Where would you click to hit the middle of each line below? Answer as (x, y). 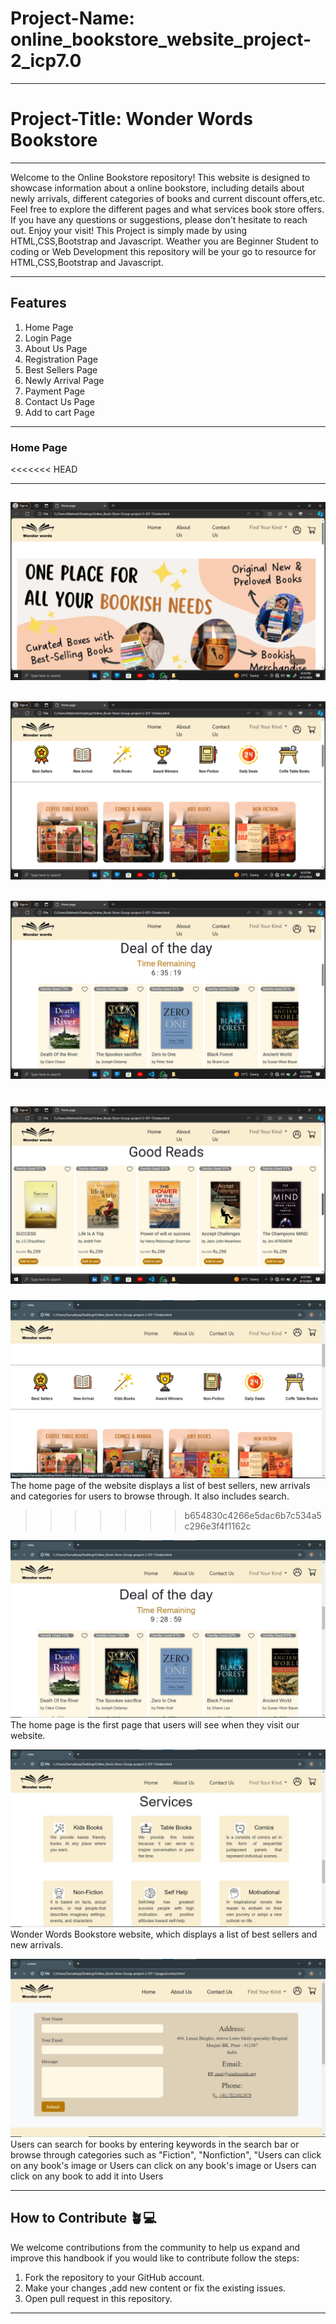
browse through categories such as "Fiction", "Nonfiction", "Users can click (166, 2154)
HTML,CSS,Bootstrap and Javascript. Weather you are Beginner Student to (165, 241)
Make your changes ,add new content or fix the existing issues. (155, 2288)
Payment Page (55, 391)
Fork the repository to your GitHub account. (114, 2277)
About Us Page (56, 348)
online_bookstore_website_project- (161, 39)
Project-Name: (72, 18)
